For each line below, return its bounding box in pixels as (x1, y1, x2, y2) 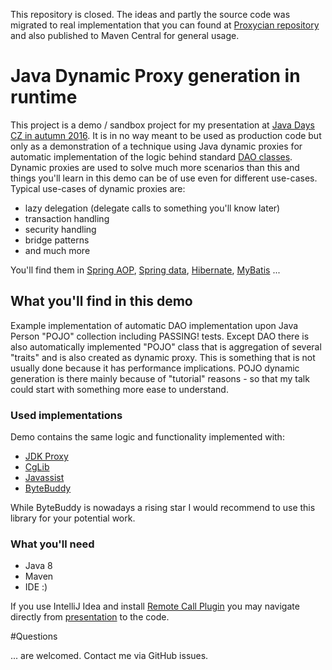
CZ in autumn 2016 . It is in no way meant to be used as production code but (10, 129, 322, 141)
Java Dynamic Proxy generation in (10, 65, 301, 88)
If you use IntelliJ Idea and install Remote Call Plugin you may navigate (10, 600, 300, 613)
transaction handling (24, 212, 110, 224)
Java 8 (24, 560, 53, 572)
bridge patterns (24, 234, 90, 246)
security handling (24, 223, 97, 235)
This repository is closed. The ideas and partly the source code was (10, 9, 291, 20)
